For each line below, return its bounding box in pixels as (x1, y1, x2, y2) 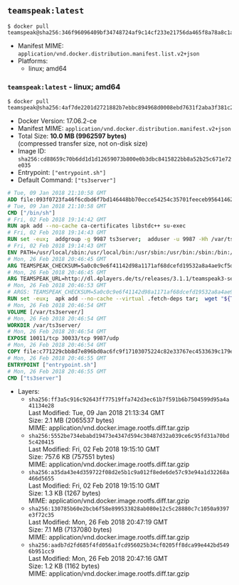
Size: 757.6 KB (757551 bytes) (28, 453, 115, 461)
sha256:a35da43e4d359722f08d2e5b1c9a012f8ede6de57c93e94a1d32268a (28, 469, 230, 476)
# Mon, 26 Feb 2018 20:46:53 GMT (7, 282, 107, 289)
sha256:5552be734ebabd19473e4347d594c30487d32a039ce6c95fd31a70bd (28, 433, 230, 440)
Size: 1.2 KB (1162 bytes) (28, 562, 100, 571)
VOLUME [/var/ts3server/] (7, 308, 84, 316)
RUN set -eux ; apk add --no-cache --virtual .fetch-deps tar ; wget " (7, 295, 224, 303)
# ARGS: (7, 289, 31, 296)
